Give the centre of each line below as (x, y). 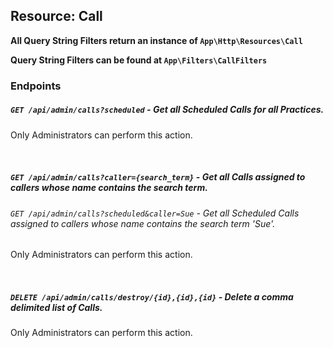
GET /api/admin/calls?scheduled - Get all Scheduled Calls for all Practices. (167, 110)
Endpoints (36, 86)
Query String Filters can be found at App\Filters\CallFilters (139, 60)
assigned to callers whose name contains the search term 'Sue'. (143, 223)
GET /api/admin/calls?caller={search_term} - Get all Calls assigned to (158, 177)
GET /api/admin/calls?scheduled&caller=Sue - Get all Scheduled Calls (155, 213)
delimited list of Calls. (56, 307)
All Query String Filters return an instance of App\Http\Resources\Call (156, 40)
